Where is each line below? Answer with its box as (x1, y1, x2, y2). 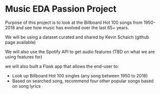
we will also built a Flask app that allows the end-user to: (5, 63, 119, 69)
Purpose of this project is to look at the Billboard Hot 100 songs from (5, 19, 143, 25)
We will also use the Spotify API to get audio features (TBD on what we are (5, 49, 155, 55)
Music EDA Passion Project (5, 3, 117, 15)
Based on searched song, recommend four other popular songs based (12, 78, 154, 84)
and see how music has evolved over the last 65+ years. (16, 24, 129, 30)
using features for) (5, 54, 42, 59)
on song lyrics (12, 83, 41, 89)
